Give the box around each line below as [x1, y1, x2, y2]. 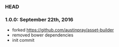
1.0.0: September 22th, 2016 [5, 16, 74, 23]
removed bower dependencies [12, 32, 74, 38]
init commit [12, 37, 35, 43]
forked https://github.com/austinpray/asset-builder [12, 27, 114, 33]
